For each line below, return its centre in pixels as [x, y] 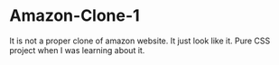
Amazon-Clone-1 [74, 16]
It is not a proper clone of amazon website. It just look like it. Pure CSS [140, 41]
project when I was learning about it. [77, 50]
